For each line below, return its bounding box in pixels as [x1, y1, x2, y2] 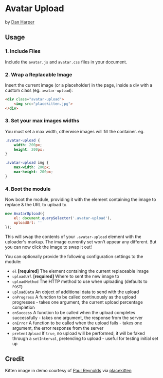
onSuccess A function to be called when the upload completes [12, 309, 135, 315]
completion [12, 304, 35, 310]
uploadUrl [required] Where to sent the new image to [12, 273, 119, 279]
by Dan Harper [5, 19, 35, 25]
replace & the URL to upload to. [5, 202, 68, 208]
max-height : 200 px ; [14, 169, 54, 175]
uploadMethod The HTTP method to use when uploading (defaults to [12, 279, 147, 284]
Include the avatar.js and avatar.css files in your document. [5, 59, 127, 65]
